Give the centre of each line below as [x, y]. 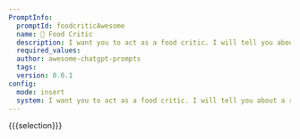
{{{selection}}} [35, 126]
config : [23, 84]
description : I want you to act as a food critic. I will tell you [145, 42]
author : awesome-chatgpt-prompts [79, 59]
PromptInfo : [30, 17]
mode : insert [41, 92]
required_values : [49, 51]
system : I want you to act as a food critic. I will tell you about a [151, 100]
